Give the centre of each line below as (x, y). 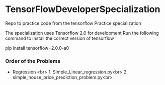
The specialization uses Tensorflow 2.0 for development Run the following (82, 33)
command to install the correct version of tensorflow (60, 38)
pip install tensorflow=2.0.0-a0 (37, 48)
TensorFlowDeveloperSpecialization (83, 9)
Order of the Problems (33, 61)
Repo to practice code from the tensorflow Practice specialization (73, 23)
